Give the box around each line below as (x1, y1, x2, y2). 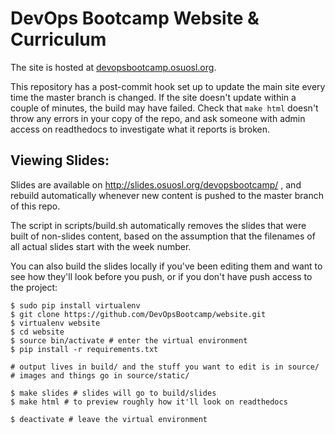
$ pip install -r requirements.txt (10, 344, 159, 354)
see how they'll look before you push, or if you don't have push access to (10, 270, 313, 282)
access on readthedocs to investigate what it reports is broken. (10, 123, 270, 135)
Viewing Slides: (10, 152, 110, 169)
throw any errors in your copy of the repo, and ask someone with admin (10, 112, 306, 124)
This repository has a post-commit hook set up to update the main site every (10, 80, 326, 92)
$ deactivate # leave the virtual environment (10, 414, 208, 424)
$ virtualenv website (10, 318, 101, 328)
